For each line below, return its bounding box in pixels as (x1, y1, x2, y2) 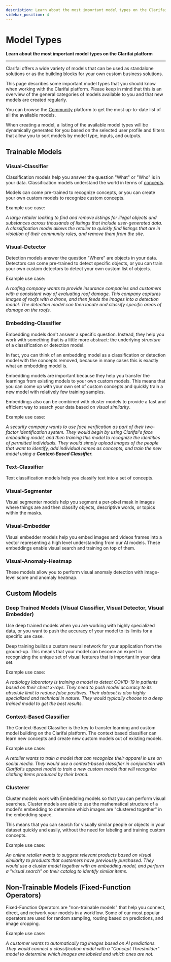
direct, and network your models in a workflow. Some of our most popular (6, 910, 160, 916)
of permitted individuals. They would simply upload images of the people (6, 440, 159, 446)
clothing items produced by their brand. (6, 771, 89, 777)
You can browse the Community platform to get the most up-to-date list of (6, 107, 161, 113)
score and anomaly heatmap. (16, 574, 78, 581)
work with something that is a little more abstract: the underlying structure (6, 336, 161, 343)
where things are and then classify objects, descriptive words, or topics (6, 504, 155, 510)
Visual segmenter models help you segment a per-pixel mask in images (6, 499, 155, 505)
